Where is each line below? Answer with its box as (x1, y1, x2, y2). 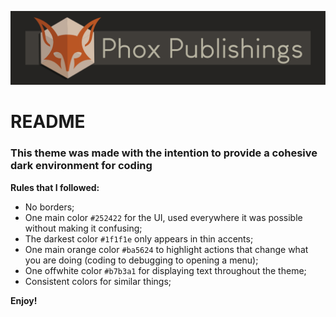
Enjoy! (10, 294, 38, 306)
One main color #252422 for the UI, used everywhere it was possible (24, 211, 303, 223)
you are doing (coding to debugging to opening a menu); (24, 254, 259, 266)
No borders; (24, 201, 75, 213)
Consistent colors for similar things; (24, 275, 172, 287)
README (10, 111, 86, 133)
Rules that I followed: (10, 181, 100, 193)
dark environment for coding (10, 159, 153, 173)
